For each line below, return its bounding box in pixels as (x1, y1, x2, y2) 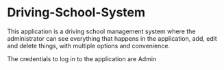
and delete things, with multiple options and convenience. (7, 41, 170, 50)
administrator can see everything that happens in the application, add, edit (7, 34, 217, 42)
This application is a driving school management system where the (7, 27, 196, 35)
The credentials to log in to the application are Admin (7, 54, 157, 63)
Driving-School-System (7, 5, 146, 20)
